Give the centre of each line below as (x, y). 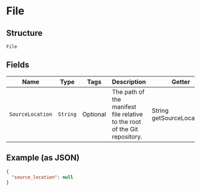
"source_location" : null (42, 177)
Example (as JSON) (43, 158)
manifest (124, 107)
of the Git (125, 129)
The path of (128, 92)
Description (129, 82)
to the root (127, 122)
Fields (18, 65)
